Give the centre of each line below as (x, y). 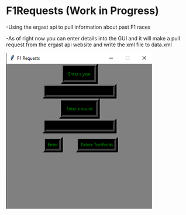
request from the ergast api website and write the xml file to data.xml (89, 45)
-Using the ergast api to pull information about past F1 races (78, 27)
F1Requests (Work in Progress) (82, 11)
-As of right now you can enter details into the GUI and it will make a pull (93, 38)
